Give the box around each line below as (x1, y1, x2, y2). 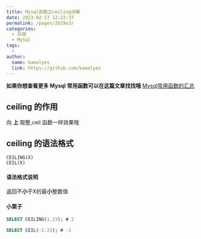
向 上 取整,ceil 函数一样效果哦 (6, 119, 80, 126)
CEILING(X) (6, 155, 34, 161)
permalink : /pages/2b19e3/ (6, 20, 74, 26)
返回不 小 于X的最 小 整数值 (6, 188, 68, 195)
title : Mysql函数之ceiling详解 (6, 8, 80, 15)
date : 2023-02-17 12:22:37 (6, 14, 74, 21)
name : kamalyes (11, 59, 50, 65)
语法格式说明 (6, 173, 38, 180)
